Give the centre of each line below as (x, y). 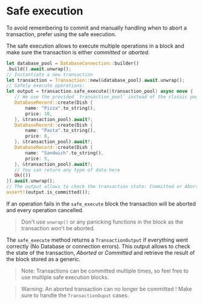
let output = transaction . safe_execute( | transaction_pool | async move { (100, 92)
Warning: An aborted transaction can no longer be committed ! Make (106, 289)
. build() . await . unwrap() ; (39, 69)
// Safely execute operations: (46, 86)
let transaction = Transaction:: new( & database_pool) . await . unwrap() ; (96, 80)
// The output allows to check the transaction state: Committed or (94, 187)
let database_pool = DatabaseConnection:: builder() (72, 63)
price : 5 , (37, 159)
